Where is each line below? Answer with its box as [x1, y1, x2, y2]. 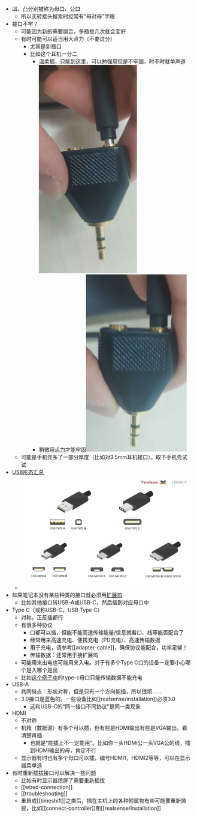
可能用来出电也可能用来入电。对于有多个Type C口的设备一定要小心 [20, 658, 186, 666]
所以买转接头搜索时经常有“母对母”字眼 [20, 13, 115, 20]
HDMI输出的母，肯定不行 [35, 747, 97, 754]
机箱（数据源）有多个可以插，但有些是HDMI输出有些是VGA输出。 [20, 724, 183, 731]
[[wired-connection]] [20, 783, 73, 791]
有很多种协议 [20, 621, 53, 628]
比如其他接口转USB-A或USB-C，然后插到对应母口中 [20, 598, 150, 606]
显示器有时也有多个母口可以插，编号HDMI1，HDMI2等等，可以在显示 [20, 754, 190, 761]
